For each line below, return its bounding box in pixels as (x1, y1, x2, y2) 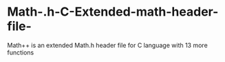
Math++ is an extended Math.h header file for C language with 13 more (7, 41, 208, 49)
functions (7, 48, 34, 57)
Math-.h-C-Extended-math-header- (7, 4, 219, 20)
